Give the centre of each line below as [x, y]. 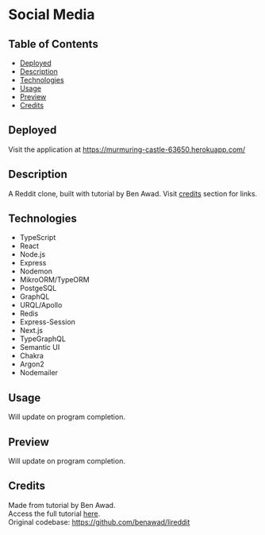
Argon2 [32, 364]
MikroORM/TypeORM [54, 280]
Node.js [33, 254]
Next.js [31, 331]
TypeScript [38, 238]
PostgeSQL [38, 289]
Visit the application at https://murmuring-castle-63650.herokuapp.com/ [127, 149]
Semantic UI [40, 347]
